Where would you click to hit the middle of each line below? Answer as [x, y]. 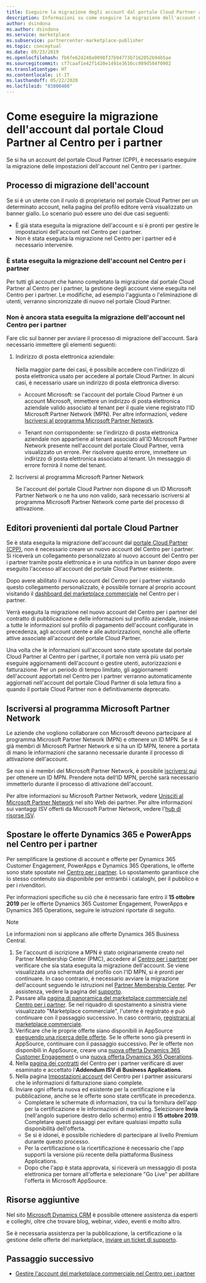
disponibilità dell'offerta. [55, 1128]
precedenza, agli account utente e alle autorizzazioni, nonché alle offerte [98, 632]
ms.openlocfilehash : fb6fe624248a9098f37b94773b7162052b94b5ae [89, 58]
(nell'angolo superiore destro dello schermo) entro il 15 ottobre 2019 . [112, 1115]
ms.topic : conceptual [34, 47]
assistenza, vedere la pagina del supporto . [69, 991]
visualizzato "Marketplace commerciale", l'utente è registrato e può [100, 1011]
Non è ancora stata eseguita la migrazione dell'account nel [96, 317]
